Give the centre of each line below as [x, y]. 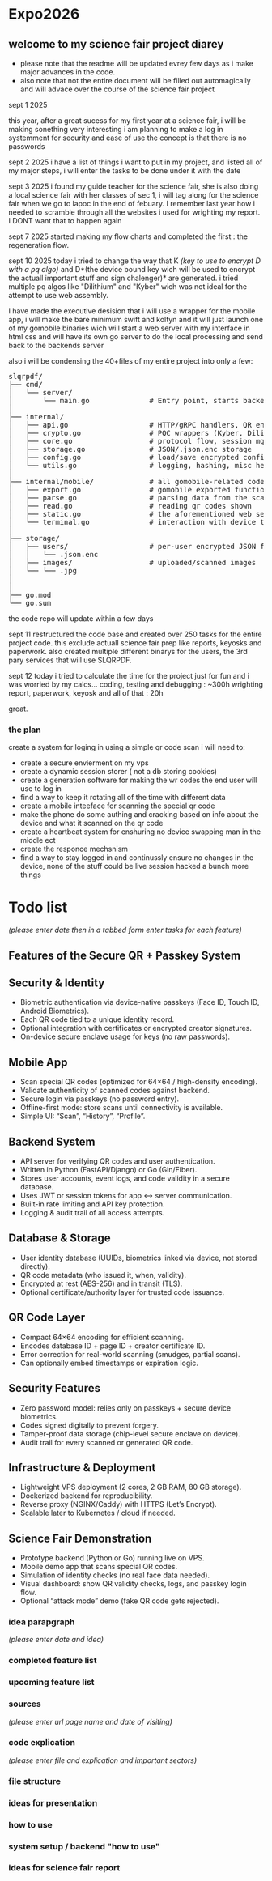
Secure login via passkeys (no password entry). [100, 1099]
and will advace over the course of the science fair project [117, 89]
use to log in [41, 789]
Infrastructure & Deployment [82, 1468]
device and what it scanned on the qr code [91, 823]
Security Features [55, 1388]
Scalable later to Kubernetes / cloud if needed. [98, 1513]
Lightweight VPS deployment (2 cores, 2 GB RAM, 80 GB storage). [131, 1487]
